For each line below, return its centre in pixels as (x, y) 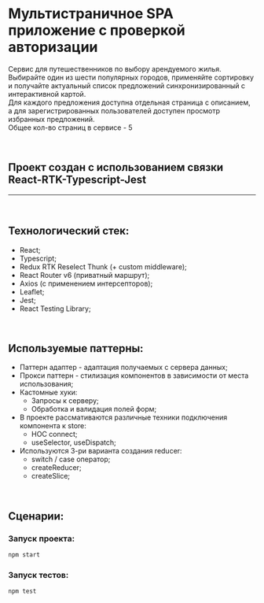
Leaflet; (32, 291)
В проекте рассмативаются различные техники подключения (123, 417)
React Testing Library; (55, 309)
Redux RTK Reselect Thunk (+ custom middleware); (103, 266)
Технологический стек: (69, 231)
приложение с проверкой (97, 30)
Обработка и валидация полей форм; (94, 409)
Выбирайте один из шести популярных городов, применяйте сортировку (131, 77)
